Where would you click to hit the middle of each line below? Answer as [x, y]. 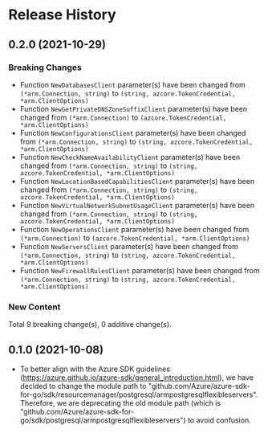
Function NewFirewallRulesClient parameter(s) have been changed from [140, 270]
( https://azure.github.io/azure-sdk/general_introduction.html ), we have [137, 377]
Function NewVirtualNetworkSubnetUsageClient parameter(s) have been [137, 205]
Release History [62, 15]
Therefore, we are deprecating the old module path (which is [120, 402]
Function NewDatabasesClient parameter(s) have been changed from [133, 84]
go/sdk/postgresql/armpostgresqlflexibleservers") [103, 420]
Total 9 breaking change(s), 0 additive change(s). [90, 325]
